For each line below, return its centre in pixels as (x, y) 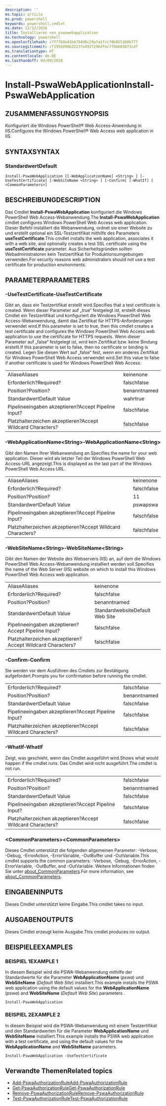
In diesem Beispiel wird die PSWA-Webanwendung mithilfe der (69, 972)
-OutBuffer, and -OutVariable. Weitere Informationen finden (94, 866)
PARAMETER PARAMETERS (47, 280)
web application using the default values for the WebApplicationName (77, 988)
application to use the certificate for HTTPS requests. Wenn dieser (73, 337)
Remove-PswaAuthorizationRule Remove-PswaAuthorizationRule (78, 1093)
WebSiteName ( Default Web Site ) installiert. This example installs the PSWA (82, 983)
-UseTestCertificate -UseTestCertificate (54, 294)
